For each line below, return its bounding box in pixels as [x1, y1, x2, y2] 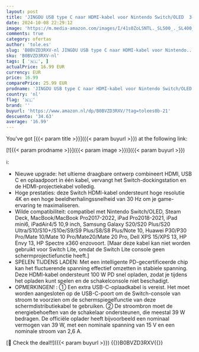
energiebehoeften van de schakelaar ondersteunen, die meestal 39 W [14, 309, 185, 316]
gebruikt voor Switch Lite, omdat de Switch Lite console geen [14, 246, 165, 253]
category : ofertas [6, 36, 52, 42]
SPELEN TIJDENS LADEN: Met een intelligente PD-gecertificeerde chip [14, 258, 188, 265]
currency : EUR [6, 69, 41, 75]
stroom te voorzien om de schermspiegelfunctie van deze [14, 296, 156, 303]
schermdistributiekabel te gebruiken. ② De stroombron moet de [14, 303, 173, 310]
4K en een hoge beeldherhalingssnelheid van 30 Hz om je [14, 196, 157, 203]
